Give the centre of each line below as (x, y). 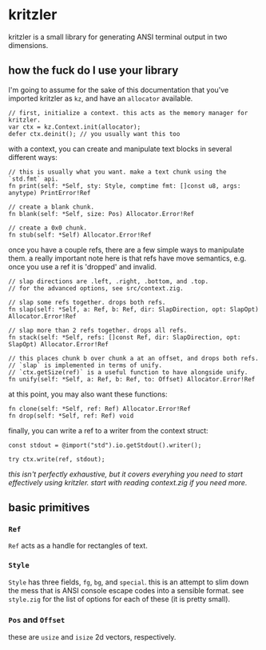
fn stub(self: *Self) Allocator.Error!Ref (80, 235)
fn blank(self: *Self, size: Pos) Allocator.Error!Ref (101, 213)
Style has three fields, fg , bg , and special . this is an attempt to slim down (129, 582)
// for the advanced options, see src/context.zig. (96, 288)
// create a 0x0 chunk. (48, 228)
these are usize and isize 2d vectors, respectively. (92, 637)
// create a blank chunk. (51, 207)
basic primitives (49, 508)
